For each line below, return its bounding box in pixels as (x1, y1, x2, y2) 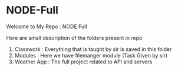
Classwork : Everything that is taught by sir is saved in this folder (14, 45, 172, 53)
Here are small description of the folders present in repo (6, 34, 143, 41)
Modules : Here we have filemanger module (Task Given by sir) (14, 52, 168, 59)
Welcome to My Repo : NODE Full (6, 23, 87, 30)
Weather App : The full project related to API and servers (14, 58, 153, 65)
